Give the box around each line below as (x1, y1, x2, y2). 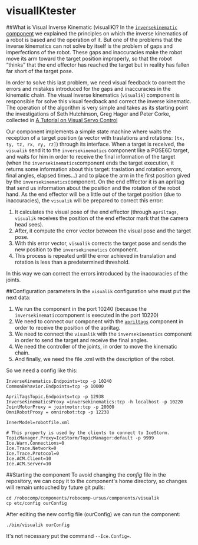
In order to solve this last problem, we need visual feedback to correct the (6, 78, 186, 86)
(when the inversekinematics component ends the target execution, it (6, 159, 174, 166)
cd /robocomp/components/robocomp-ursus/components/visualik (6, 495, 160, 501)
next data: (6, 294, 31, 301)
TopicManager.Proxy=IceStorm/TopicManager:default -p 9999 (6, 435, 154, 441)
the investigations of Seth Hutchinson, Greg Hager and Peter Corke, (6, 110, 171, 117)
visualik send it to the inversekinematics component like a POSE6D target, (6, 146, 190, 154)
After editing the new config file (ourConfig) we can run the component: (6, 510, 181, 517)
